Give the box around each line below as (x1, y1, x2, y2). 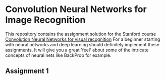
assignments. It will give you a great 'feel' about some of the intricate (5, 47, 149, 53)
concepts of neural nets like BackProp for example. (5, 52, 112, 58)
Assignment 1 (5, 67, 49, 75)
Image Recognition (5, 14, 86, 26)
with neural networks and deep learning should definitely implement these (5, 41, 160, 47)
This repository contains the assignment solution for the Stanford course (5, 31, 156, 37)
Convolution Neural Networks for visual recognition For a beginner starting (5, 36, 160, 42)
